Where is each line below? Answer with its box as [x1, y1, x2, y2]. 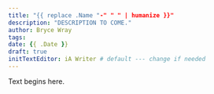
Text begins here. [8, 76, 65, 86]
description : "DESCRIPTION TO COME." [8, 19, 132, 27]
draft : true [8, 48, 47, 56]
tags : [8, 33, 26, 42]
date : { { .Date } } [8, 41, 68, 49]
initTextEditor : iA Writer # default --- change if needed [8, 56, 206, 63]
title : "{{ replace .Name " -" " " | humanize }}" [8, 11, 175, 20]
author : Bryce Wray [8, 26, 72, 34]
